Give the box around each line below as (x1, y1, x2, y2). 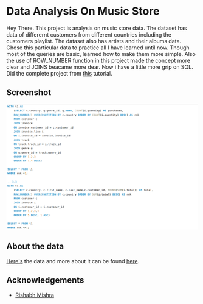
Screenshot (6, 87, 52, 98)
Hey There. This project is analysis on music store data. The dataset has (6, 24, 187, 32)
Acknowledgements (6, 275, 84, 286)
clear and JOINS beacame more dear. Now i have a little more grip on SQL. (6, 63, 193, 71)
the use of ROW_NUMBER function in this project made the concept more (6, 57, 190, 64)
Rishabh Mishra (15, 291, 55, 299)
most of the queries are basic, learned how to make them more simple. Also (6, 50, 196, 57)
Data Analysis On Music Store (6, 4, 160, 18)
